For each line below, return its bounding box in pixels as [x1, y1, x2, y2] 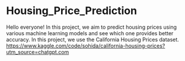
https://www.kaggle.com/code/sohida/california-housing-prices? [6, 42, 165, 49]
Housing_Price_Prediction [6, 4, 138, 18]
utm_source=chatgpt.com [6, 48, 69, 55]
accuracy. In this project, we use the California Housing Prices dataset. [6, 36, 179, 43]
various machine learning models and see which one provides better [6, 29, 174, 36]
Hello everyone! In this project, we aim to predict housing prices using [6, 23, 177, 30]
